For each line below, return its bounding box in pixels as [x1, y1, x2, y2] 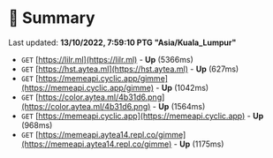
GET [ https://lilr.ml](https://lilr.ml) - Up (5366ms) [20, 54, 193, 64]
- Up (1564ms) [152, 101, 206, 111]
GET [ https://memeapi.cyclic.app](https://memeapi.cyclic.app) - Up [20, 110, 264, 121]
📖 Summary [8, 8, 95, 28]
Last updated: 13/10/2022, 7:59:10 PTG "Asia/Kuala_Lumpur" [8, 37, 237, 48]
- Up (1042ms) [155, 82, 209, 93]
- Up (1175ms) [173, 139, 224, 149]
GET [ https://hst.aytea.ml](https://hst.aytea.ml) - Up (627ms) [20, 64, 239, 74]
